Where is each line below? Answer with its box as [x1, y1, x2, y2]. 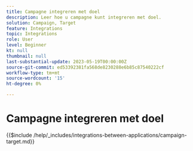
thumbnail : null [6, 53, 47, 59]
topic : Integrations [6, 31, 58, 37]
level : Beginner [6, 42, 47, 48]
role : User [6, 36, 33, 42]
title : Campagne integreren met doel [6, 8, 100, 15]
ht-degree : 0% [6, 81, 42, 87]
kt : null [6, 48, 28, 54]
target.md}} [6, 138, 35, 145]
